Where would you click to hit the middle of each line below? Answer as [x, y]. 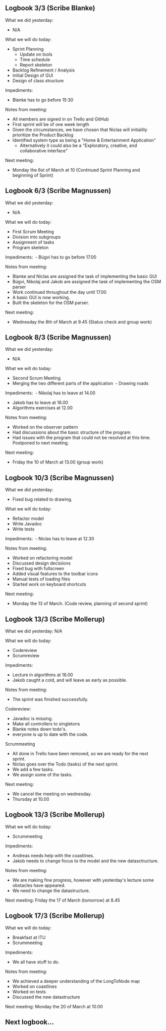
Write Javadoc [27, 524]
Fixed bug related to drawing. [42, 499]
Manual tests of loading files [41, 579]
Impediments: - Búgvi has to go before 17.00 [51, 257]
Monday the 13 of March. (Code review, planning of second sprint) [80, 604]
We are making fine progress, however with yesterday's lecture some [83, 880]
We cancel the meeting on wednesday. [52, 794]
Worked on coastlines [34, 986]
